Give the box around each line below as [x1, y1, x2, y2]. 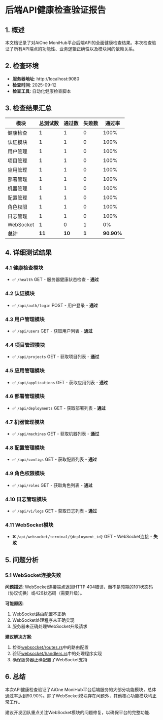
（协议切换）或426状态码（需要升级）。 [5, 590, 85, 596]
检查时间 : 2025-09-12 [12, 82, 57, 88]
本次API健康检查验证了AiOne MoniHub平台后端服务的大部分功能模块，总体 [5, 686, 157, 692]
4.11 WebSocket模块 [5, 521, 54, 528]
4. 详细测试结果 [5, 248, 52, 257]
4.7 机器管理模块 [5, 418, 45, 425]
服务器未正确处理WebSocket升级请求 [12, 623, 88, 629]
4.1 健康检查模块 [5, 264, 43, 271]
